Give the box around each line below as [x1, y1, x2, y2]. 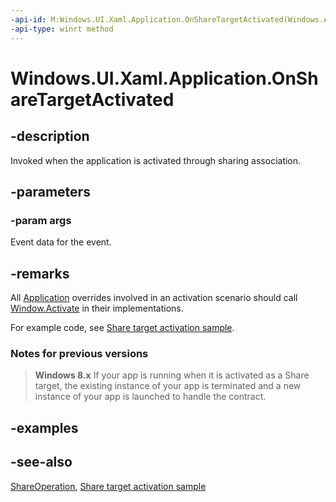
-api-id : [10, 14, 47, 25]
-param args [10, 213, 72, 227]
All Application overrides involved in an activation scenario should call [10, 292, 298, 303]
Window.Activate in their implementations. [10, 302, 184, 314]
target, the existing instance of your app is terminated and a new [34, 380, 302, 392]
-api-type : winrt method [10, 24, 114, 34]
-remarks [10, 265, 70, 282]
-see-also [10, 454, 73, 471]
